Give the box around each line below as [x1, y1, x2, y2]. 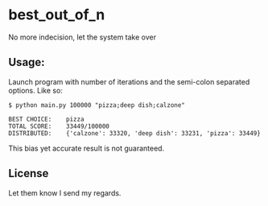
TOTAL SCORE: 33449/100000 [8, 122, 110, 130]
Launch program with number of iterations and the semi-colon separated [8, 76, 250, 86]
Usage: [8, 56, 46, 69]
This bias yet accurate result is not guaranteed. [8, 143, 165, 153]
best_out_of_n [8, 6, 105, 24]
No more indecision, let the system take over [8, 32, 157, 42]
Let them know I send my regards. [8, 187, 122, 198]
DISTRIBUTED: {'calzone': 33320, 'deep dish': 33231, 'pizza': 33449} [8, 129, 262, 138]
